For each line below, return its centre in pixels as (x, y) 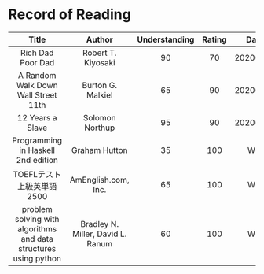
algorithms (37, 228)
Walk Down (37, 85)
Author (100, 39)
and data (37, 239)
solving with (37, 219)
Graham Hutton (99, 150)
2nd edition (37, 160)
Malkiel (99, 94)
